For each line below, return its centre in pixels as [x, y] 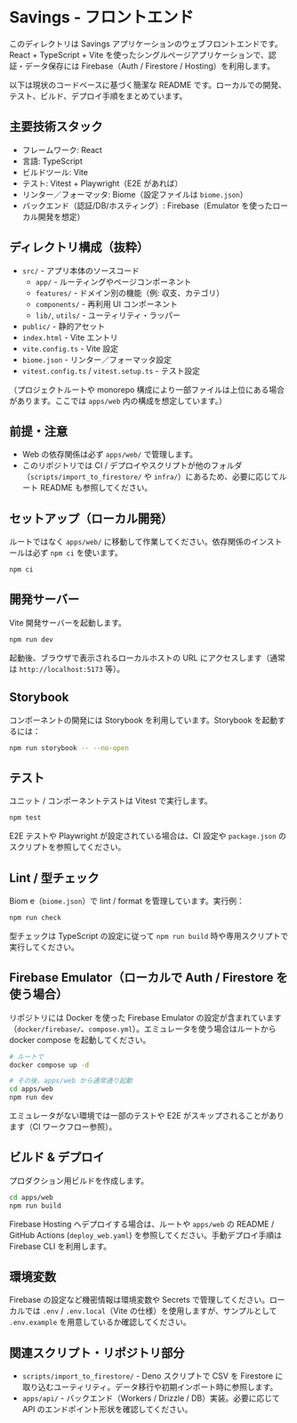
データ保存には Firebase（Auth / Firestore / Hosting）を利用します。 [150, 66]
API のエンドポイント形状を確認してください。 [107, 1410]
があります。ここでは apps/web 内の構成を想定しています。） [118, 400]
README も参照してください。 [96, 488]
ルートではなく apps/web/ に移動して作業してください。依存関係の [130, 542]
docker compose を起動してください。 [80, 1039]
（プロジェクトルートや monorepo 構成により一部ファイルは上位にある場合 [147, 389]
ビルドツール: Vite [55, 172]
